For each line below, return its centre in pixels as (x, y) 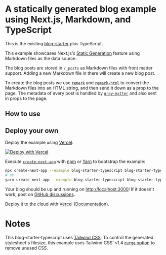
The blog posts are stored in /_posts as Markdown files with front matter (79, 68)
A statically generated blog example (81, 9)
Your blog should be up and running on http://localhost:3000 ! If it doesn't (80, 189)
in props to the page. (26, 98)
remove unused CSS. (27, 248)
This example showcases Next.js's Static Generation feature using (72, 53)
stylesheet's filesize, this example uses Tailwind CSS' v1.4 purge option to (80, 243)
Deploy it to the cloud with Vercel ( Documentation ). (57, 204)
